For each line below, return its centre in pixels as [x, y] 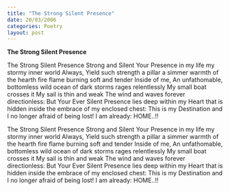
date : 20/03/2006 [32, 20]
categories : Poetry [35, 26]
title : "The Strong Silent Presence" [61, 13]
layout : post [26, 33]
